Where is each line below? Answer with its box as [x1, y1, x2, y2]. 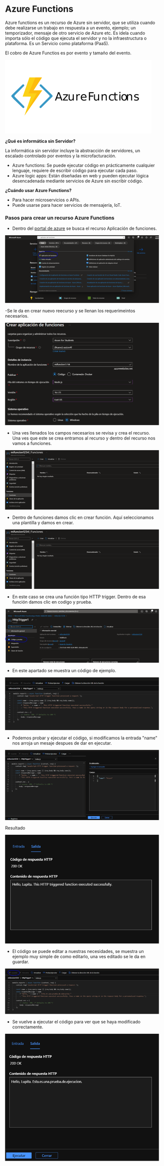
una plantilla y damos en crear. [12, 520, 74, 526]
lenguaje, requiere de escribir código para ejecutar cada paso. [12, 168, 138, 173]
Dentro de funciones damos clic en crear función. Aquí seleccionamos [12, 514, 154, 520]
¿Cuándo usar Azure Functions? [5, 187, 72, 193]
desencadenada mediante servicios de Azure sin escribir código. [12, 178, 143, 184]
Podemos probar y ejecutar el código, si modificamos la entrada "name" [12, 735, 158, 741]
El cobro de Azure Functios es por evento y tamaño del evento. [5, 50, 132, 56]
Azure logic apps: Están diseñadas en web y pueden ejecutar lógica [12, 172, 149, 178]
